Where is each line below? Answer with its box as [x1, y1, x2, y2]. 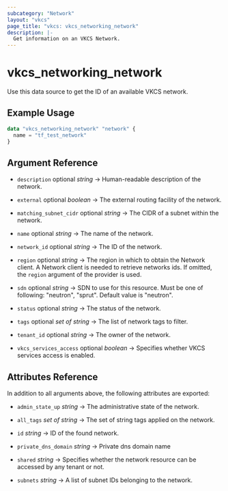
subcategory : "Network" [7, 10, 75, 17]
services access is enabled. [16, 351, 96, 360]
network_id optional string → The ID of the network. [16, 243, 162, 251]
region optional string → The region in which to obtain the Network [16, 256, 205, 264]
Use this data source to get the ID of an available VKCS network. [7, 88, 188, 96]
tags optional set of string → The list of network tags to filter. [16, 317, 188, 326]
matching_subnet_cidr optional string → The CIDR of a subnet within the [16, 209, 219, 217]
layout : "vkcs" [7, 16, 51, 23]
